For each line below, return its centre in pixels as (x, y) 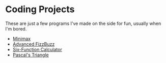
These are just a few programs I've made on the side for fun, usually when (83, 23)
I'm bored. (16, 28)
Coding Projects (40, 9)
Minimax (22, 39)
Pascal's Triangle (31, 55)
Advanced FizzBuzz (34, 44)
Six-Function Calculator (37, 49)
